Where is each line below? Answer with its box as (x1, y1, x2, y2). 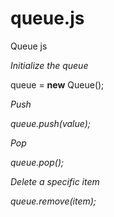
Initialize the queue (10, 59, 89, 71)
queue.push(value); (10, 117, 92, 129)
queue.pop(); (10, 156, 65, 168)
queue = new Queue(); (10, 78, 105, 91)
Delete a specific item (10, 175, 100, 187)
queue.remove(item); (10, 195, 97, 207)
